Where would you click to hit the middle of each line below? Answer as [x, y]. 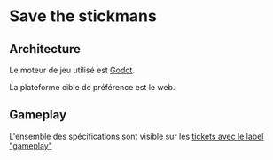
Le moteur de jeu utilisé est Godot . [72, 70]
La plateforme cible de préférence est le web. [92, 87]
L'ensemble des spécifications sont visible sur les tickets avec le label [136, 136]
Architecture [45, 49]
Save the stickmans [83, 16]
